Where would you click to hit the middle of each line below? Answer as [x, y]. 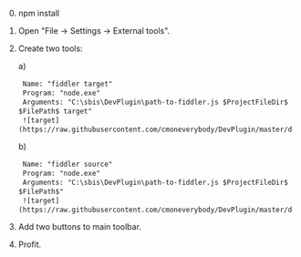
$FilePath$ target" [55, 111]
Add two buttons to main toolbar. [79, 226]
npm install [39, 13]
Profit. [30, 244]
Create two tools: [51, 48]
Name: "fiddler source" [67, 164]
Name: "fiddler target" [67, 84]
